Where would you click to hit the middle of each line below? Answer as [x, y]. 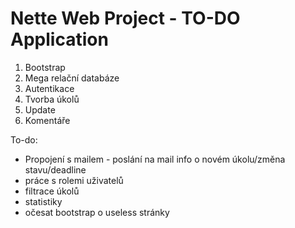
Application [59, 39]
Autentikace [49, 88]
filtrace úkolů [52, 191]
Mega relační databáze [72, 78]
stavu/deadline [55, 169]
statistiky [43, 201]
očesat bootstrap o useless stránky [97, 212]
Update [40, 109]
